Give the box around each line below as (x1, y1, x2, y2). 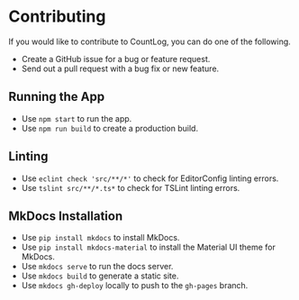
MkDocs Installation (8, 208, 123, 223)
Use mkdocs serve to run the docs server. (21, 261, 174, 272)
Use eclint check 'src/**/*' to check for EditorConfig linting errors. (21, 173, 279, 184)
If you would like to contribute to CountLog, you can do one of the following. (8, 36, 292, 47)
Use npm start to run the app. (21, 113, 132, 123)
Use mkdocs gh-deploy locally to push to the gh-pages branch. (21, 280, 249, 291)
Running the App (8, 89, 105, 105)
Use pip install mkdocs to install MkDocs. (21, 232, 180, 243)
